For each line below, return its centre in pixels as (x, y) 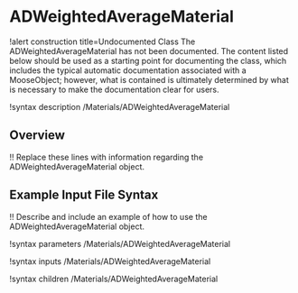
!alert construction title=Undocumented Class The (102, 41)
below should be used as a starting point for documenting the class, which (148, 60)
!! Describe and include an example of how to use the (108, 216)
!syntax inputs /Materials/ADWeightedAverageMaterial (110, 261)
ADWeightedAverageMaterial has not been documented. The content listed (149, 50)
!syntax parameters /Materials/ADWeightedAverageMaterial (120, 243)
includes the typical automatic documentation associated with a (128, 70)
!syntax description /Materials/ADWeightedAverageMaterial (120, 106)
